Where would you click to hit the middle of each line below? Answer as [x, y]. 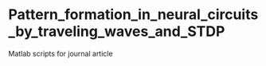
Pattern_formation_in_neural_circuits [133, 15]
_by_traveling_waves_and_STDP [117, 31]
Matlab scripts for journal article [61, 53]
